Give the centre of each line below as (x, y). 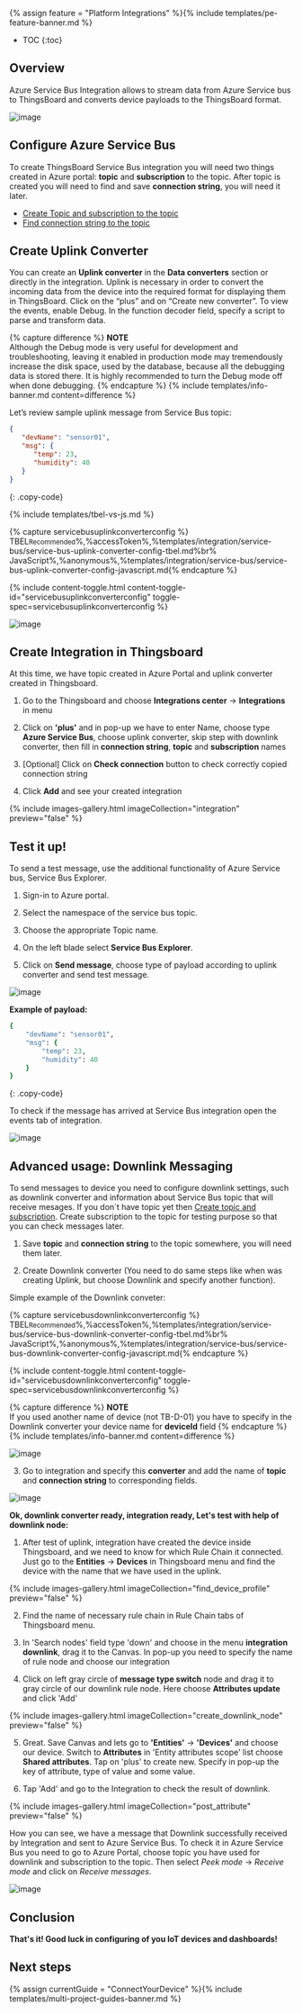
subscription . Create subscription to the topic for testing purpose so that (143, 1217)
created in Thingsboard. (54, 683)
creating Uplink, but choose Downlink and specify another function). (149, 1280)
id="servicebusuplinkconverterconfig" (80, 597)
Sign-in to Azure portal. (66, 896)
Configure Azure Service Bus (93, 145)
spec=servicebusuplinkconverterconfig (82, 606)
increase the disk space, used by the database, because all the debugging (147, 366)
